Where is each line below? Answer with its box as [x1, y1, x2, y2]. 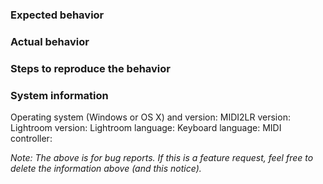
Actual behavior [10, 34, 90, 48]
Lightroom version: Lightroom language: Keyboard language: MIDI [10, 122, 282, 134]
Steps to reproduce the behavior [10, 61, 171, 75]
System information [10, 88, 109, 102]
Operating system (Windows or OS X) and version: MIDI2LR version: [10, 111, 291, 123]
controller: [10, 133, 53, 145]
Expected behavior [10, 8, 105, 22]
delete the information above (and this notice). [10, 163, 202, 175]
